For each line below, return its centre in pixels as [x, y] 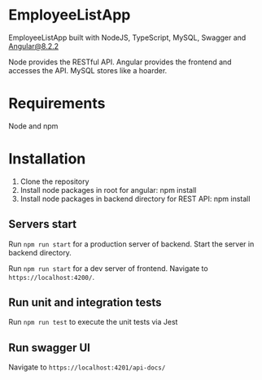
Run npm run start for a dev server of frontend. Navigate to [109, 268]
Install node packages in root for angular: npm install [108, 190]
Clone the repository [55, 181]
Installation [47, 159]
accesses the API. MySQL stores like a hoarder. [88, 70]
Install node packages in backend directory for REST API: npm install [135, 199]
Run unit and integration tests [85, 303]
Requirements [57, 104]
